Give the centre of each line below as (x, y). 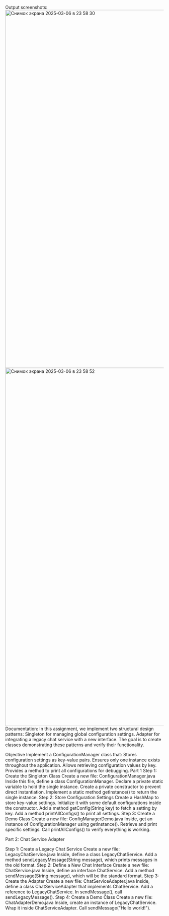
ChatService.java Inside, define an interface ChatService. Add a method (80, 870)
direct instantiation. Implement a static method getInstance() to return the (81, 792)
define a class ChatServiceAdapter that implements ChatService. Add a (79, 887)
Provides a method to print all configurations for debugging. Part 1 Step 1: (81, 771)
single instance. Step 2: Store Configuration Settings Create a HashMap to (82, 797)
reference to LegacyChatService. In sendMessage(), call (64, 892)
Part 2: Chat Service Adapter (35, 839)
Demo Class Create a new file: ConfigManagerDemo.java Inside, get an (79, 819)
